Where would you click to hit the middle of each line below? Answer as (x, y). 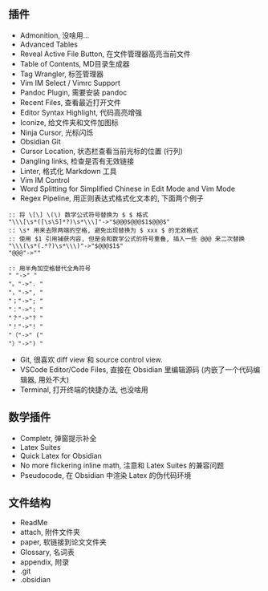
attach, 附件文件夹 (50, 532)
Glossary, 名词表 (47, 553)
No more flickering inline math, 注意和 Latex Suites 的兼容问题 (122, 465)
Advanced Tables (49, 44)
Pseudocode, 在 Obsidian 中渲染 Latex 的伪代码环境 (106, 475)
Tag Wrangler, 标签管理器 (62, 74)
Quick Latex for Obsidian (61, 455)
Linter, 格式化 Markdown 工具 (69, 171)
